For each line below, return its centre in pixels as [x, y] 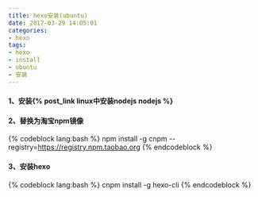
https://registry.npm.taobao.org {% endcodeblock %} [125, 147]
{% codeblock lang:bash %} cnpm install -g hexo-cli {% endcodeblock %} [130, 184]
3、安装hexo [29, 167]
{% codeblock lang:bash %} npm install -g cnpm [88, 139]
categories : [28, 30]
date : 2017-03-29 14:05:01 [53, 23]
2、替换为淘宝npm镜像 [46, 121]
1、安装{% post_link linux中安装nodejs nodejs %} [91, 101]
